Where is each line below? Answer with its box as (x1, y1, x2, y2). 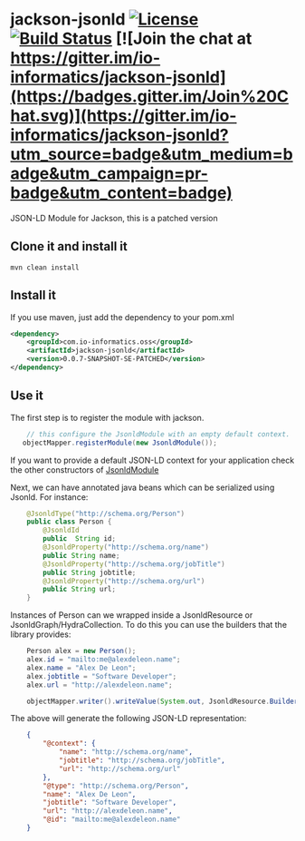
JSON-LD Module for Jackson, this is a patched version (10, 212, 218, 223)
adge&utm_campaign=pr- (10, 163, 209, 184)
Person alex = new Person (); (26, 647, 137, 656)
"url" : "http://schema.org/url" (58, 764, 181, 773)
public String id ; (43, 534, 117, 543)
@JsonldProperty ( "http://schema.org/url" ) (43, 576, 205, 585)
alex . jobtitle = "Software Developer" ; (26, 671, 177, 680)
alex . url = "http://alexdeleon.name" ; (26, 680, 173, 689)
